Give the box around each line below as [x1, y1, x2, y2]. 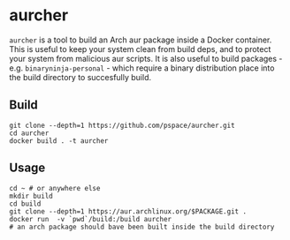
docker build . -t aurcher [9, 136, 109, 146]
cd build [9, 199, 42, 208]
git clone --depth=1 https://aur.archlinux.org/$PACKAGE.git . [9, 206, 248, 216]
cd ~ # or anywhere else [9, 184, 101, 192]
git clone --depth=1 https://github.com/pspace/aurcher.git [9, 121, 236, 130]
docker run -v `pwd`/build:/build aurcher [9, 214, 172, 223]
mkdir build [9, 191, 53, 200]
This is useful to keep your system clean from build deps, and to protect [9, 43, 271, 54]
